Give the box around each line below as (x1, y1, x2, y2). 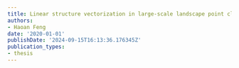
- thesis (7, 50, 33, 57)
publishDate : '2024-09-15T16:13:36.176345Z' (7, 37, 142, 44)
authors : (7, 17, 33, 24)
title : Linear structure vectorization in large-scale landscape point (7, 10, 224, 18)
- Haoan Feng (7, 23, 46, 30)
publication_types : (7, 43, 65, 50)
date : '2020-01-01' (7, 30, 65, 38)
